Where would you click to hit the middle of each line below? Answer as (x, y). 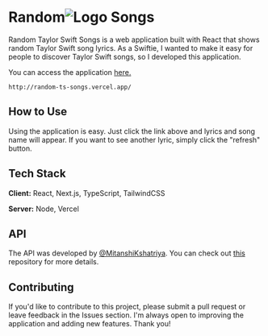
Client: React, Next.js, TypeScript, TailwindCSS (87, 193)
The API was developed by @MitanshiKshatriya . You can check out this (127, 253)
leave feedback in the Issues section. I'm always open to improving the (126, 315)
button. (20, 148)
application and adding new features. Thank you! (90, 324)
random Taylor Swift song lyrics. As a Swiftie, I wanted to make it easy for (131, 48)
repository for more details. (54, 262)
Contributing (41, 287)
